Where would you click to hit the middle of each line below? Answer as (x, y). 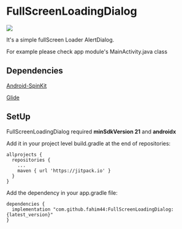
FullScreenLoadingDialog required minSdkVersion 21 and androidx (91, 131)
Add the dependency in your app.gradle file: (62, 193)
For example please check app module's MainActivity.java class (87, 51)
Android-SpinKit (27, 85)
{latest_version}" (30, 215)
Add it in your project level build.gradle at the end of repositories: (89, 143)
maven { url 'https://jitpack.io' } (64, 171)
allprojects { (25, 154)
